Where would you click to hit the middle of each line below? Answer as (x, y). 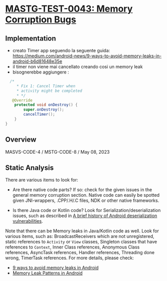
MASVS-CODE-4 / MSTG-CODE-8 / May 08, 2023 (58, 152)
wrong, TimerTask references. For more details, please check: (70, 258)
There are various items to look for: (42, 180)
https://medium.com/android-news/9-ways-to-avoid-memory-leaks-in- (87, 56)
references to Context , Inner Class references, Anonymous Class (72, 247)
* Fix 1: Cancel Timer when (46, 86)
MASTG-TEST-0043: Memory (69, 9)
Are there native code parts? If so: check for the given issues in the (82, 190)
